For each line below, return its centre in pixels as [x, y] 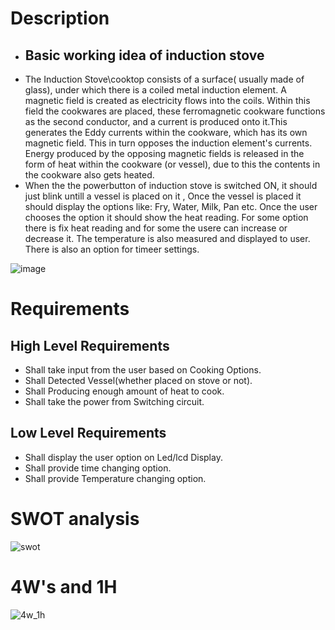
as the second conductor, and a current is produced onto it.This [156, 121]
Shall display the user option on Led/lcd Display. [123, 457]
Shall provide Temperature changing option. [115, 478]
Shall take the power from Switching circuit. [114, 401]
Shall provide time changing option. [98, 468]
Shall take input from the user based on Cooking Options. [143, 370]
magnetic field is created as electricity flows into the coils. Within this [167, 100]
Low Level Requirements [88, 433]
